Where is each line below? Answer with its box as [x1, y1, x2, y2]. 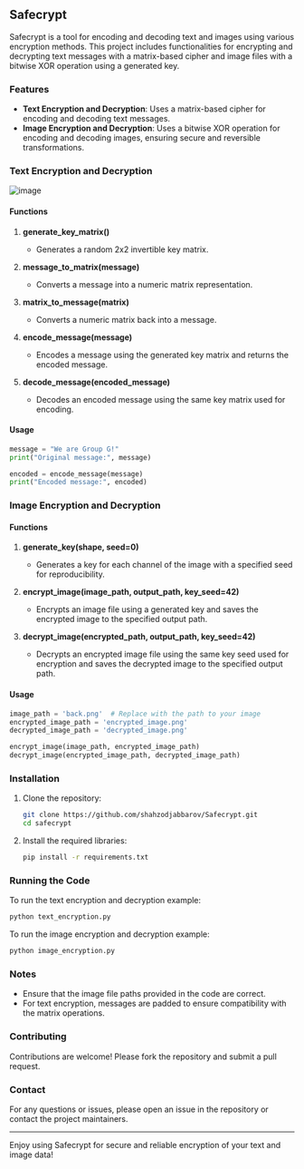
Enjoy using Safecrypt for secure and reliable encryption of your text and [9, 1139, 281, 1150]
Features [9, 83, 50, 95]
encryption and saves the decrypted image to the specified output [35, 658, 283, 669]
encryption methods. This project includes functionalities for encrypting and [9, 41, 293, 52]
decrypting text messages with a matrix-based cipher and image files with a [9, 50, 293, 62]
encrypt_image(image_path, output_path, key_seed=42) [22, 587, 240, 598]
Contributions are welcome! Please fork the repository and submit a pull [9, 1051, 278, 1062]
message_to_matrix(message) [22, 261, 140, 272]
